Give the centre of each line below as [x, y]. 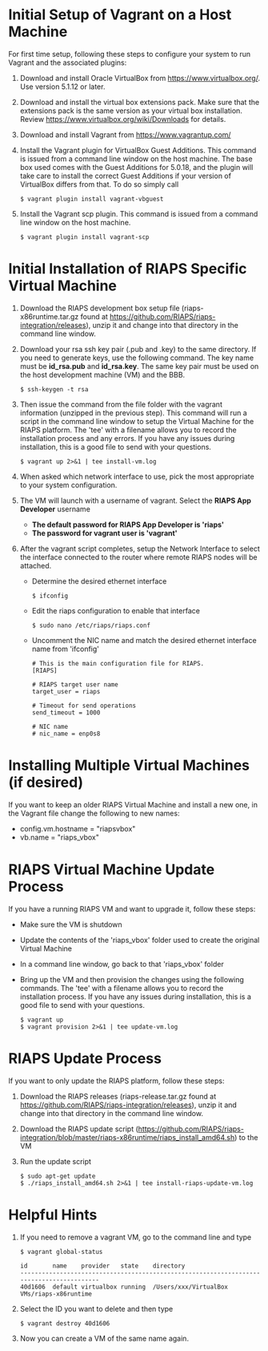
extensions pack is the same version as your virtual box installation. [131, 111]
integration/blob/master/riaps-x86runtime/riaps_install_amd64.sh [127, 1137]
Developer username [55, 509]
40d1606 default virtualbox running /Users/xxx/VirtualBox [124, 1287]
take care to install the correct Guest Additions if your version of [126, 176]
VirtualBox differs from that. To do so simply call [99, 184]
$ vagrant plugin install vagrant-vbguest [92, 199]
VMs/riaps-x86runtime [56, 1294]
